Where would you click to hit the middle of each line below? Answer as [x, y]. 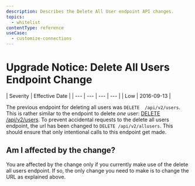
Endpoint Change [49, 80]
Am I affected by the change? [61, 150]
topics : [16, 17]
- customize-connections [42, 38]
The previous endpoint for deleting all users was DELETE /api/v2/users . [93, 107]
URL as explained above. [36, 177]
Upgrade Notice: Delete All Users [88, 67]
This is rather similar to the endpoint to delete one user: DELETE [83, 113]
